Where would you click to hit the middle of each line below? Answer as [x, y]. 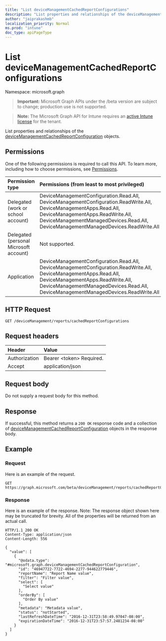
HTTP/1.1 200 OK [22, 530]
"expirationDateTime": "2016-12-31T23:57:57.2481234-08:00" [81, 621]
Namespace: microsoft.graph [35, 91]
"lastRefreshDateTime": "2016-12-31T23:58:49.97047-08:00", [81, 617]
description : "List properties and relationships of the [65, 14]
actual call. [16, 521]
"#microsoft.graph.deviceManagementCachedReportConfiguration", [73, 565]
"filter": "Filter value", [46, 578]
